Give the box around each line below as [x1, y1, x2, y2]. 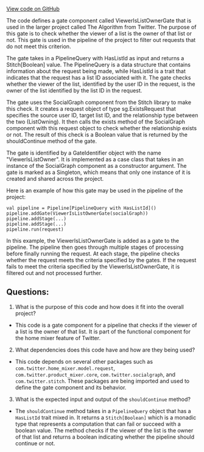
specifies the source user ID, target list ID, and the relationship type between [6, 112, 199, 119]
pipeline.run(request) [6, 226, 64, 232]
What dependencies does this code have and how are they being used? [15, 346, 195, 353]
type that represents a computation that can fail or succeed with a [15, 420, 181, 428]
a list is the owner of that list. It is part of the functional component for [15, 328, 191, 335]
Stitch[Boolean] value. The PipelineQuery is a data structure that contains [6, 61, 191, 68]
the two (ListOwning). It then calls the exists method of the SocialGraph [6, 118, 186, 125]
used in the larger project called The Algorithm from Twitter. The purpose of [6, 24, 197, 30]
